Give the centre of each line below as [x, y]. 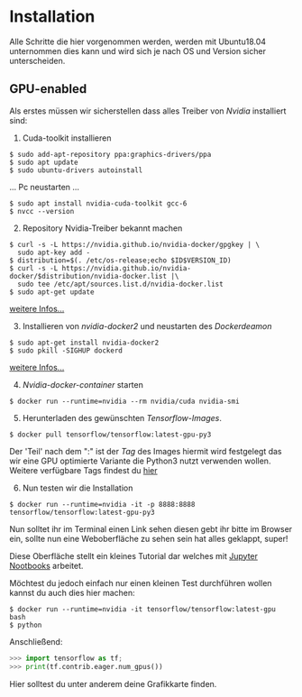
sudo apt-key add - [54, 252]
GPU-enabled [48, 89]
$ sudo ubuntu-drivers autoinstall [76, 170]
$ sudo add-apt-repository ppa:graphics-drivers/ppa [110, 154]
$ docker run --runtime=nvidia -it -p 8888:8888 [102, 504]
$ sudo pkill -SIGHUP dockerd [66, 350]
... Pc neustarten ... [44, 187]
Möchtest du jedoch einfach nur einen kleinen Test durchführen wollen [141, 582]
